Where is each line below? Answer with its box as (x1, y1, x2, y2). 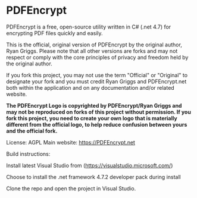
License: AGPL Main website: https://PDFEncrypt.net (6, 139, 136, 146)
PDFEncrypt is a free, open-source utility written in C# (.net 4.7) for (6, 23, 171, 30)
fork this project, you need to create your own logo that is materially (6, 114, 177, 122)
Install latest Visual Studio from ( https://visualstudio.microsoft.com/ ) (6, 162, 173, 169)
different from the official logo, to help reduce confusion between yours (6, 121, 187, 128)
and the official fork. (6, 127, 58, 134)
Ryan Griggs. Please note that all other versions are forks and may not (6, 47, 178, 54)
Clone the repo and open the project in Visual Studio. (6, 185, 136, 192)
